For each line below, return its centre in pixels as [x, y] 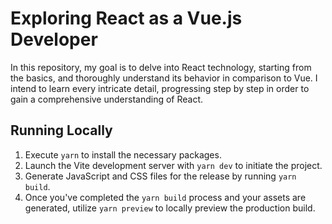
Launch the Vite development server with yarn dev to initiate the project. [173, 165]
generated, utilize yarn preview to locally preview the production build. [170, 208]
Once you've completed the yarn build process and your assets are [165, 197]
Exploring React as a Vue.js [126, 18]
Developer [54, 39]
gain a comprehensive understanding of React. [107, 99]
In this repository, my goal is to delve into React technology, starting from [161, 67]
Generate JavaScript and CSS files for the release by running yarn [160, 176]
